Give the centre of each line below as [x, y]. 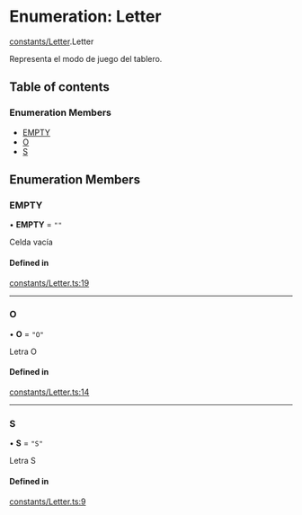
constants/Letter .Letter [52, 41]
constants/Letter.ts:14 [49, 392]
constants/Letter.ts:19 [49, 283]
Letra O [23, 351]
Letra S [22, 461]
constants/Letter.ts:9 [48, 502]
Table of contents [59, 87]
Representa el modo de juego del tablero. [86, 58]
